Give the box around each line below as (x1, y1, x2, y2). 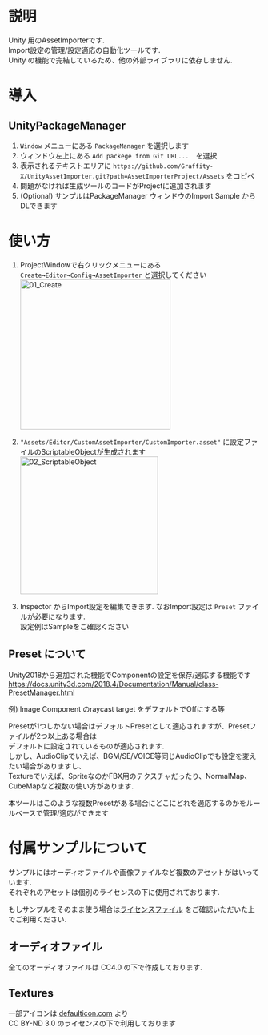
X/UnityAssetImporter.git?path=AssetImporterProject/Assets (19, 172, 225, 180)
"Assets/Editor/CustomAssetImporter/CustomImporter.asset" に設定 (19, 437, 244, 447)
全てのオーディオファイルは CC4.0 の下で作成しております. (8, 962, 202, 973)
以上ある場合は (47, 731, 98, 740)
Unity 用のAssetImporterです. (8, 35, 106, 45)
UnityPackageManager (8, 118, 126, 132)
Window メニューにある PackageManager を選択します (19, 141, 190, 150)
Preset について (8, 648, 86, 661)
